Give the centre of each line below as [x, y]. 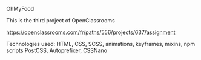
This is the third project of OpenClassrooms [61, 20]
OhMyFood [20, 9]
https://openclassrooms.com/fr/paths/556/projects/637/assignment [91, 32]
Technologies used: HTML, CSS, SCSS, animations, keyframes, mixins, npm [101, 44]
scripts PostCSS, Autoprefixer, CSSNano [57, 50]
